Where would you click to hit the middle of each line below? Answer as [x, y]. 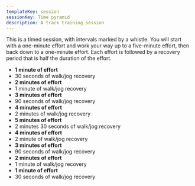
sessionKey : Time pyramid [38, 17]
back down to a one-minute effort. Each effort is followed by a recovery [93, 52]
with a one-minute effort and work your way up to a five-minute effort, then [98, 46]
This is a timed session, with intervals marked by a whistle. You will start [94, 40]
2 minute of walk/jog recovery [51, 139]
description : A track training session [55, 23]
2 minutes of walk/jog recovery [53, 114]
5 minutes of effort [38, 120]
